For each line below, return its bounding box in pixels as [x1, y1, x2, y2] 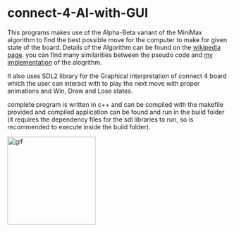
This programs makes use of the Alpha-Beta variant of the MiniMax [7, 28, 202, 37]
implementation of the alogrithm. [7, 58, 102, 66]
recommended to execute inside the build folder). [7, 122, 151, 131]
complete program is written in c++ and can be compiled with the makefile [7, 100, 224, 108]
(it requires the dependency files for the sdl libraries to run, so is [7, 115, 194, 124]
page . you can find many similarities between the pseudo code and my [7, 51, 214, 59]
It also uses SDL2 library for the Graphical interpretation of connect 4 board [7, 72, 227, 80]
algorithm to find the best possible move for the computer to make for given [7, 35, 228, 44]
